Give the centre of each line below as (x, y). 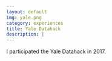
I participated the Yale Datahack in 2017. (56, 51)
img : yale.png (24, 18)
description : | (25, 34)
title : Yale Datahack (34, 29)
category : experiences (35, 23)
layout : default (27, 12)
